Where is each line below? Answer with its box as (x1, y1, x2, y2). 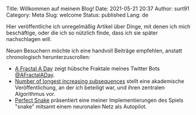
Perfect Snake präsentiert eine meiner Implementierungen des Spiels (14, 97, 184, 104)
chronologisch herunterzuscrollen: (6, 54, 90, 60)
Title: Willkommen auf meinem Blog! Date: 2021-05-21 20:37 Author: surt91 (6, 5, 189, 12)
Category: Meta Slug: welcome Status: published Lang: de (6, 11, 148, 18)
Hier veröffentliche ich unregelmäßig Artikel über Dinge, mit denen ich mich (6, 23, 191, 30)
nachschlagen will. (6, 36, 52, 42)
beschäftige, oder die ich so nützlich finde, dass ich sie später (6, 29, 159, 36)
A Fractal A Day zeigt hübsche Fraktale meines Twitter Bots (14, 65, 160, 72)
